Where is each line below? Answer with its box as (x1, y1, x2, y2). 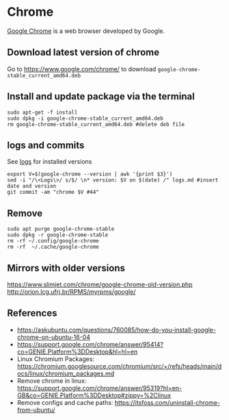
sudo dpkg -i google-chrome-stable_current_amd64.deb (7, 114, 164, 122)
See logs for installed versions (7, 158, 92, 166)
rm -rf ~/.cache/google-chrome (7, 244, 99, 251)
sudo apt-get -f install (7, 109, 78, 116)
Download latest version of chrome (7, 47, 160, 58)
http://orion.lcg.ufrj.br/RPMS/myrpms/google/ (7, 288, 136, 295)
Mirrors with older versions (7, 262, 125, 274)
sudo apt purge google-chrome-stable (7, 225, 115, 233)
